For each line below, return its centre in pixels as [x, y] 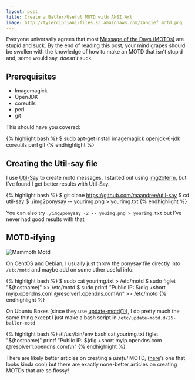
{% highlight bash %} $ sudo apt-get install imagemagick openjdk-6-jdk [93, 138]
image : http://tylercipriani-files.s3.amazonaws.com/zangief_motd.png [94, 22]
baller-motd [21, 323]
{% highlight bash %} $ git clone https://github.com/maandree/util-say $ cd [98, 195]
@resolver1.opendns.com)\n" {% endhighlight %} [66, 346]
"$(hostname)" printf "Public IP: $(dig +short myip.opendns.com [84, 340]
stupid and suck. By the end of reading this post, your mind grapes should [96, 45]
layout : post [22, 11]
